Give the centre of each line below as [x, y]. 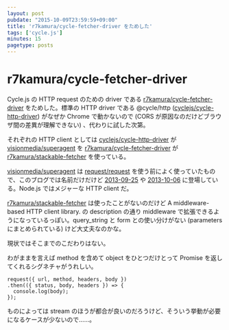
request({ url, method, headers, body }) [67, 279]
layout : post [26, 13]
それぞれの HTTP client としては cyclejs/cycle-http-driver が [92, 139]
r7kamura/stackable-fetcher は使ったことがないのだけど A [90, 202]
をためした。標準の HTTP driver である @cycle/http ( [100, 108]
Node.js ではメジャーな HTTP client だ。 [76, 188]
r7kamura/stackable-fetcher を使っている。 [69, 156]
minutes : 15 [24, 39]
